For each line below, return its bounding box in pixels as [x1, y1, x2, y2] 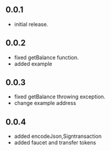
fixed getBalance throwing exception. [14, 93, 106, 100]
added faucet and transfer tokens [14, 139, 96, 146]
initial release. [14, 20, 49, 27]
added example [14, 60, 53, 67]
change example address [14, 100, 77, 107]
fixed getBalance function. [14, 54, 79, 61]
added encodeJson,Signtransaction [14, 132, 102, 140]
